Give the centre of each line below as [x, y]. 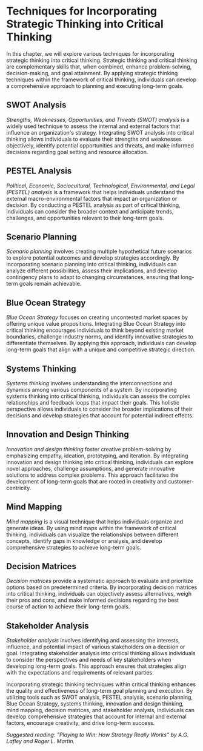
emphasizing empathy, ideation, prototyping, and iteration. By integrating [97, 456]
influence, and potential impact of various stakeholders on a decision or [96, 647]
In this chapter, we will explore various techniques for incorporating [90, 53]
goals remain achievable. [50, 284]
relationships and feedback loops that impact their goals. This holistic [93, 402]
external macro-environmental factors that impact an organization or [92, 198]
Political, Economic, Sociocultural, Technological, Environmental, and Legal [101, 186]
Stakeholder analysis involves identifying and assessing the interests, [93, 641]
